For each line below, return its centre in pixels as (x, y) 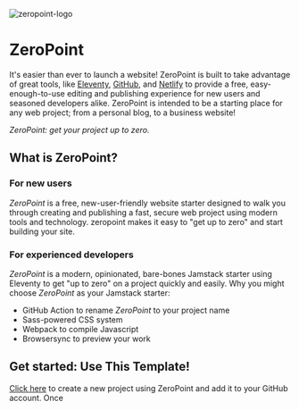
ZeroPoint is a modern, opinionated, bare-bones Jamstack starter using (141, 273)
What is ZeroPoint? (64, 158)
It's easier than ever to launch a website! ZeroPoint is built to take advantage (150, 74)
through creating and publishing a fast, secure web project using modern (144, 212)
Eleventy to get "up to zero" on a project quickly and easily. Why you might (147, 283)
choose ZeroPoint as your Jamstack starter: (90, 293)
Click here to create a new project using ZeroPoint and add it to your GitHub (149, 388)
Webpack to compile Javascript (80, 329)
